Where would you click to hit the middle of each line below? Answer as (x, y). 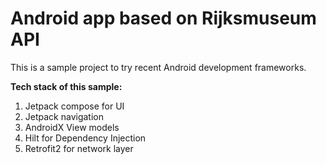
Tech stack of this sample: (66, 86)
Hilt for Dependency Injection (85, 138)
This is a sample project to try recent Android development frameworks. (158, 67)
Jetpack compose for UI (74, 106)
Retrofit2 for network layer (79, 148)
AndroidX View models (72, 127)
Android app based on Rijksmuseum (163, 18)
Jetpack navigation (64, 116)
